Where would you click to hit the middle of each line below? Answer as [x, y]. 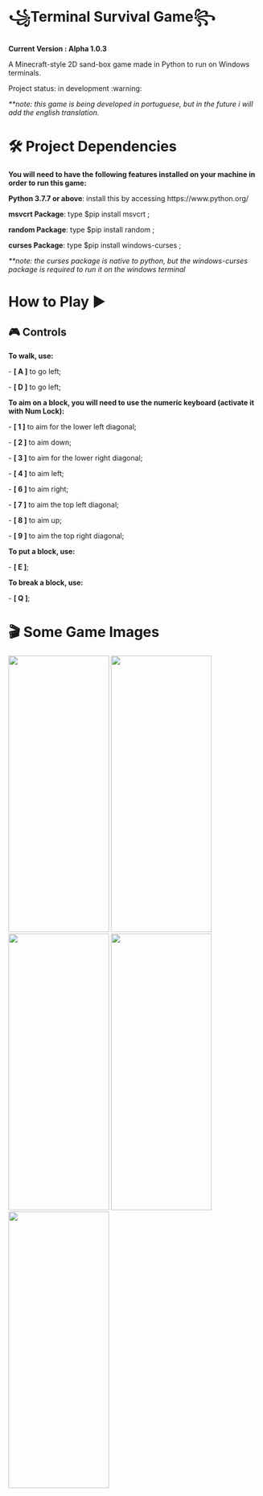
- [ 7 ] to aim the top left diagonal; [64, 504]
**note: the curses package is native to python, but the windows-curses [128, 261]
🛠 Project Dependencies [92, 147]
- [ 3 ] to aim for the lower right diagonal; [76, 458]
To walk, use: [31, 356]
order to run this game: [47, 183]
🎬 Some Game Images [84, 632]
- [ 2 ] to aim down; [40, 442]
